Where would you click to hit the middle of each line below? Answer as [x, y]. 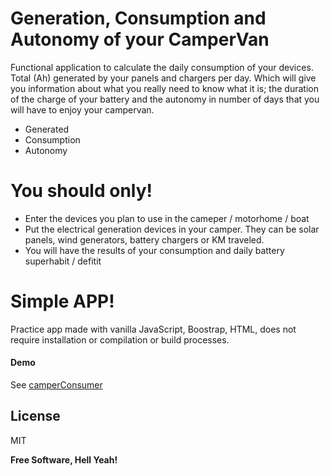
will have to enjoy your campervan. [82, 109]
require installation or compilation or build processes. [120, 339]
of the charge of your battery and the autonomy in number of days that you [165, 99]
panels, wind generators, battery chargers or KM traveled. [144, 239]
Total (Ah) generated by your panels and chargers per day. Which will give [163, 78]
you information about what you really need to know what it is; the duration [164, 88]
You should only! [81, 191]
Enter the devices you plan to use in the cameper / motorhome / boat [167, 218]
